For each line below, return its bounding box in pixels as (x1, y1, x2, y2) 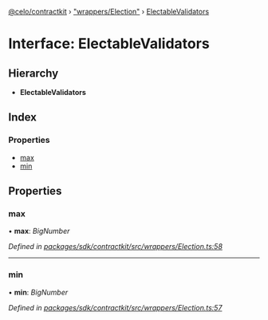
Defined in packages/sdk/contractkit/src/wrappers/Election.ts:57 (8, 302, 223, 312)
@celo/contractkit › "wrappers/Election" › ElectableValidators (8, 7, 210, 16)
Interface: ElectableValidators (8, 35, 210, 53)
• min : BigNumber (8, 287, 69, 297)
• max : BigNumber (8, 227, 70, 236)
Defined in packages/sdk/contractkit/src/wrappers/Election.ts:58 (8, 242, 223, 251)
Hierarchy (8, 66, 59, 80)
